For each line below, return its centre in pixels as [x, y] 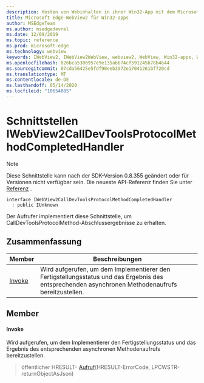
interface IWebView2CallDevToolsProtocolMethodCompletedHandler [89, 199]
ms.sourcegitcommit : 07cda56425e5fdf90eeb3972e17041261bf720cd [88, 68]
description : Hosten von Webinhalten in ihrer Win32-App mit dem [90, 12]
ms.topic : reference [32, 40]
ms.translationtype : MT [36, 74]
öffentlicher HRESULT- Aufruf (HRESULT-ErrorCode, [86, 367]
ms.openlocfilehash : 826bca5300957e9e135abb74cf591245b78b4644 [88, 63]
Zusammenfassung [44, 242]
